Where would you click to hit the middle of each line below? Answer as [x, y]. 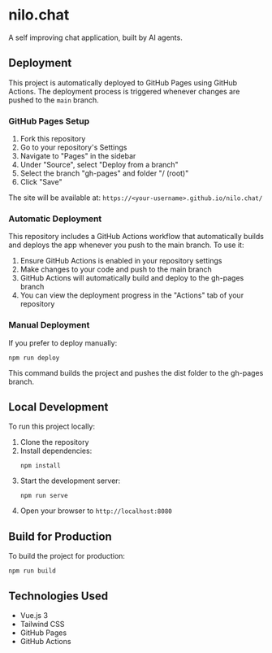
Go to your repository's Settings [73, 147]
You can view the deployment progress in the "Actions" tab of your [132, 295]
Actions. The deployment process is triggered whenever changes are [124, 91]
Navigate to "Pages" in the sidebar [78, 156]
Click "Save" [41, 182]
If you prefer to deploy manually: [63, 342]
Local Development [58, 407]
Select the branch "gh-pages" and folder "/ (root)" [104, 173]
